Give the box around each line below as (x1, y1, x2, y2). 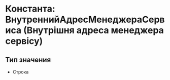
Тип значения (5, 55, 51, 64)
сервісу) (5, 35, 43, 47)
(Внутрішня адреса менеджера (23, 25, 164, 36)
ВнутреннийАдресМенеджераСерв (5, 14, 165, 25)
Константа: (5, 3, 56, 15)
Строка (12, 69, 29, 75)
